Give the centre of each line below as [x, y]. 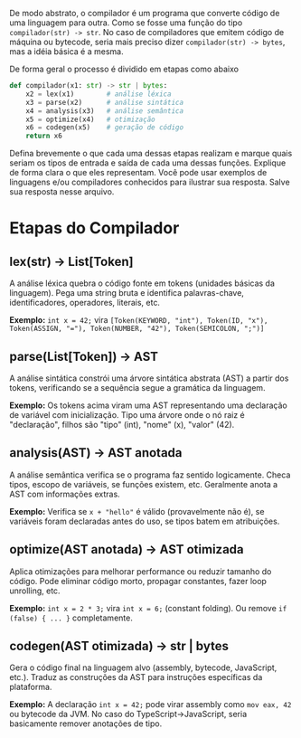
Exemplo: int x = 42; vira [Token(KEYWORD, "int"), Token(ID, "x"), [139, 320]
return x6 [44, 136]
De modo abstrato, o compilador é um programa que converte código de [145, 13]
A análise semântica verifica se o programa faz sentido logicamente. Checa [150, 475]
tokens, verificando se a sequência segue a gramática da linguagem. [137, 387]
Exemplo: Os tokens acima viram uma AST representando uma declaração [148, 405]
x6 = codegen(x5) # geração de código [104, 128]
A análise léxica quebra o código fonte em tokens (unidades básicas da [142, 283]
